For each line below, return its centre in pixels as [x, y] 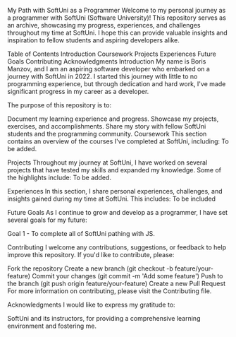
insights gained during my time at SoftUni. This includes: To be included [112, 199]
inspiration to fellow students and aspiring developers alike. [93, 40]
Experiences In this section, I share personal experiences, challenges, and [115, 191]
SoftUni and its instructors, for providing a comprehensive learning [104, 318]
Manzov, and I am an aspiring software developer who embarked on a [108, 69]
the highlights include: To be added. [59, 177]
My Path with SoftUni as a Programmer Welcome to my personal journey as [117, 10]
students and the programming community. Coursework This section [107, 134]
